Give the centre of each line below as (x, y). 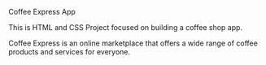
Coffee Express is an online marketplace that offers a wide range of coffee (133, 43)
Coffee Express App (42, 12)
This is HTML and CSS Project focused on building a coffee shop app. (125, 27)
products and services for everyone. (70, 52)
